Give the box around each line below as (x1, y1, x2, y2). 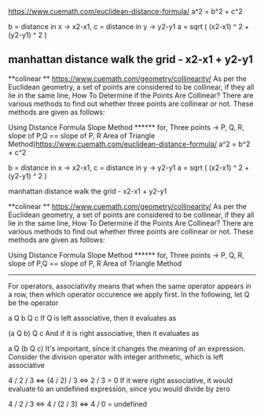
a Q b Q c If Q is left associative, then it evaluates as (8, 313, 177, 322)
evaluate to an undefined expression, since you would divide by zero (8, 384, 230, 393)
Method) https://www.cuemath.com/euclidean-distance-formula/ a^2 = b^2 (8, 139, 251, 149)
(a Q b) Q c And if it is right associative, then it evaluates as (8, 328, 200, 337)
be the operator (8, 298, 59, 307)
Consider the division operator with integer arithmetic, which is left (8, 352, 224, 361)
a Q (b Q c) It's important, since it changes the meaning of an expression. (8, 344, 246, 353)
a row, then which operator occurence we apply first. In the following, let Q (8, 289, 250, 299)
